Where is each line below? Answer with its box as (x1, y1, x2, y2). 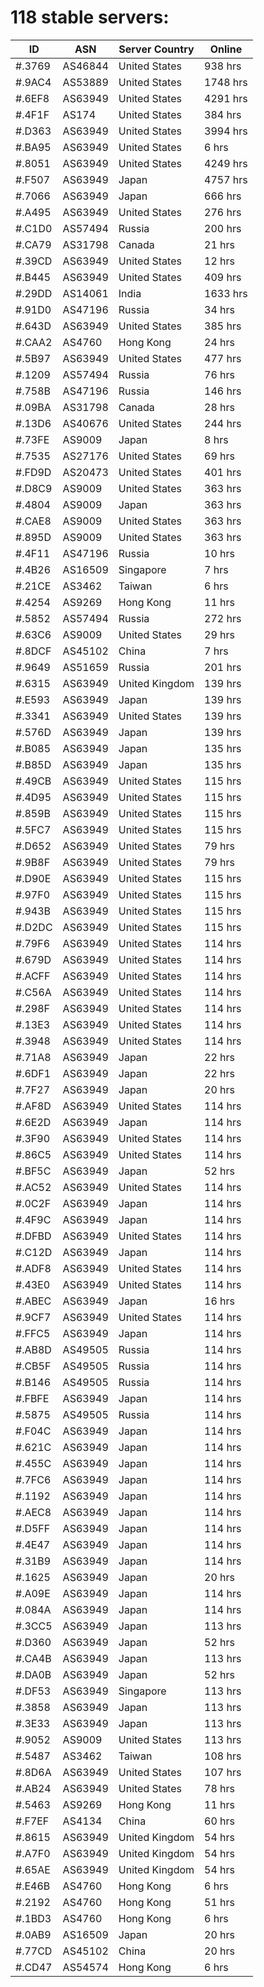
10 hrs (204, 546, 236, 560)
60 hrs (204, 1814, 236, 1828)
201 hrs (204, 660, 242, 674)
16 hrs (204, 1294, 236, 1308)
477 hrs (204, 351, 242, 365)
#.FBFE (15, 1391, 50, 1405)
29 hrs (204, 627, 236, 641)
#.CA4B (15, 1651, 52, 1665)
